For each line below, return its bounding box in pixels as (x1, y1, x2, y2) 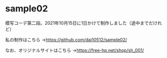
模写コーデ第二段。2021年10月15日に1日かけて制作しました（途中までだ (5, 20, 153, 26)
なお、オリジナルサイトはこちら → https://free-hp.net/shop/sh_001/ (5, 47, 144, 53)
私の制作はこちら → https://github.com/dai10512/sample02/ (5, 37, 127, 43)
